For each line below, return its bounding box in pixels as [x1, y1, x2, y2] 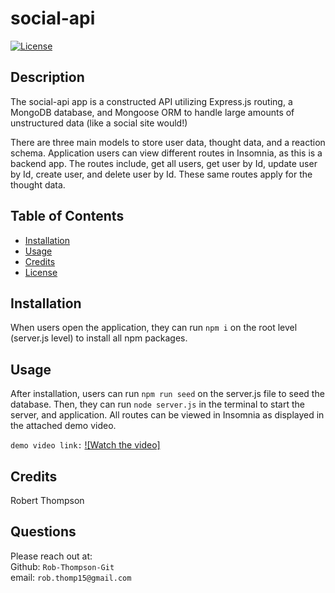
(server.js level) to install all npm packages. [10, 332, 188, 344]
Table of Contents [10, 208, 125, 225]
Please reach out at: [10, 550, 93, 562]
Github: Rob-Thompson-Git [10, 560, 115, 572]
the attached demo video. [10, 420, 117, 432]
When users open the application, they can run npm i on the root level [10, 322, 298, 334]
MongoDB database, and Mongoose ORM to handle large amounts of [10, 106, 295, 118]
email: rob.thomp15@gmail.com [10, 571, 132, 583]
